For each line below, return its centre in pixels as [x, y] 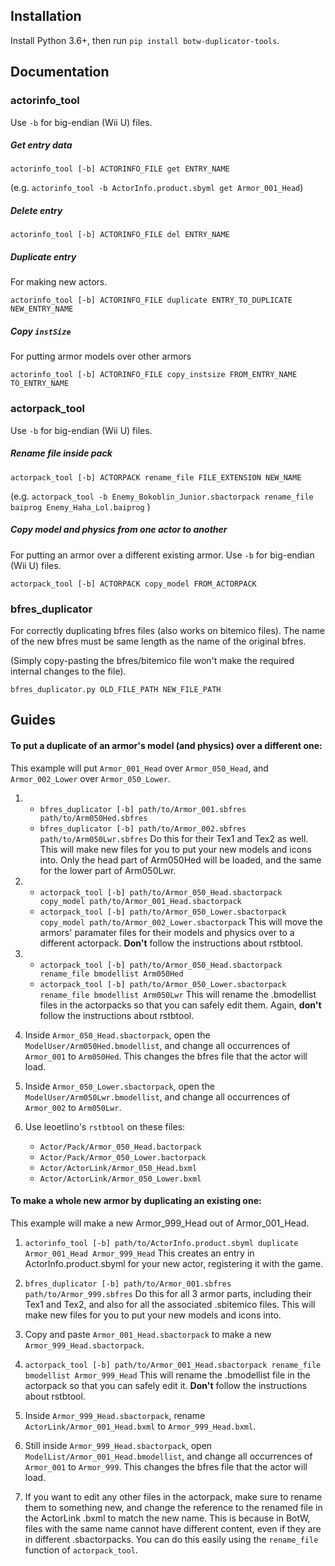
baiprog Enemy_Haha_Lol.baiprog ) [80, 506]
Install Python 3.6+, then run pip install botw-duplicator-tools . [145, 40]
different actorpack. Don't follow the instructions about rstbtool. [171, 943]
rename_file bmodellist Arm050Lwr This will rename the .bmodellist [178, 994]
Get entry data [41, 145]
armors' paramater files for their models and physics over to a [167, 932]
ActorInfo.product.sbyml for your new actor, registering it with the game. [174, 1263]
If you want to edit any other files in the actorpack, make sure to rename [173, 1496]
